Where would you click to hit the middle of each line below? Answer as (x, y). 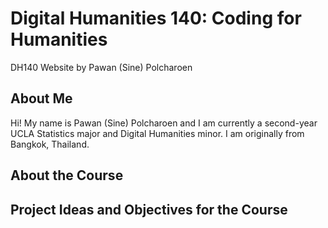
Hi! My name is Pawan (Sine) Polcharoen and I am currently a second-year (164, 123)
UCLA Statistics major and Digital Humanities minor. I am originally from (157, 133)
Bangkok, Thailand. (50, 144)
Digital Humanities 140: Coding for (156, 18)
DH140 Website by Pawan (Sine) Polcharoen (101, 67)
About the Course (67, 175)
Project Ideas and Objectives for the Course (149, 209)
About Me (41, 98)
